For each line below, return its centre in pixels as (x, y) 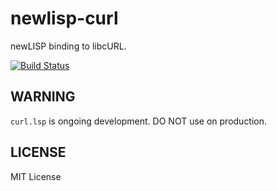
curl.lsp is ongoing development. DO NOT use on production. (139, 121)
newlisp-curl (64, 18)
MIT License (36, 176)
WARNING (43, 97)
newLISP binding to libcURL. (68, 46)
